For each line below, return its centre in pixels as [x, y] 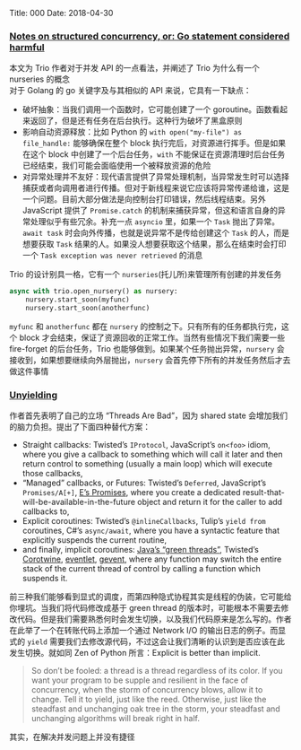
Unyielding [34, 395]
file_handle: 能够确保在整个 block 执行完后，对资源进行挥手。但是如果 [154, 144]
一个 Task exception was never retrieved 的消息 [112, 256]
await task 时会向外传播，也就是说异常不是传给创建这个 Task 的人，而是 [155, 233]
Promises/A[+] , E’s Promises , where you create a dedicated [131, 493]
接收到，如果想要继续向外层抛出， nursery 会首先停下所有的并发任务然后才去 [150, 360]
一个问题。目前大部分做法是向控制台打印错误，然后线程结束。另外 [144, 199]
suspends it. [45, 579]
